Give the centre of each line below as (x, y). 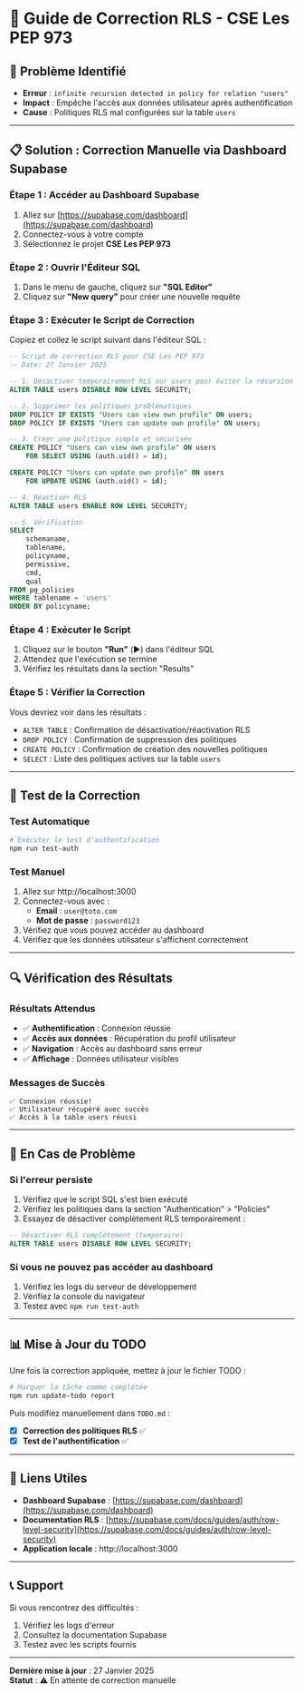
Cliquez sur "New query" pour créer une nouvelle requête (131, 296)
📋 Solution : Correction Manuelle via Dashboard (148, 150)
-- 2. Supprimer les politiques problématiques (101, 406)
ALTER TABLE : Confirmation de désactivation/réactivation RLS (136, 729)
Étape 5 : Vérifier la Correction (77, 692)
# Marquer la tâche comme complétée (78, 1387)
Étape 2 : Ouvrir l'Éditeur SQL (75, 267)
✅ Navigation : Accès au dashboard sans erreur (112, 1049)
